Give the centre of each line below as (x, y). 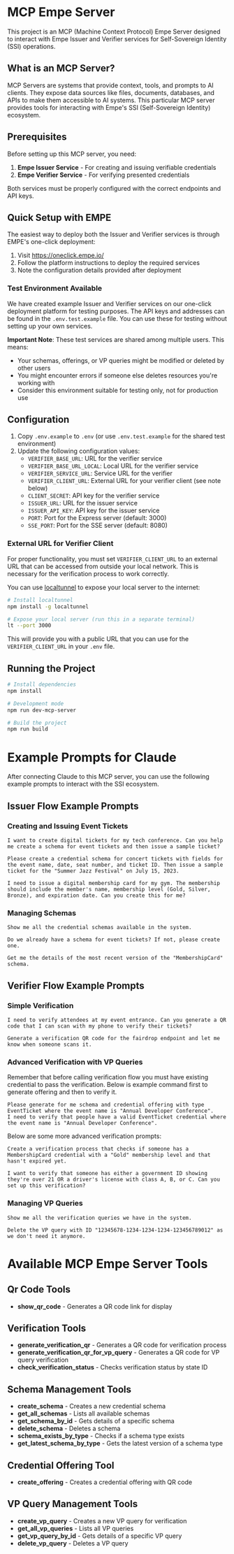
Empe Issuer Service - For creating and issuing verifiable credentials (117, 167)
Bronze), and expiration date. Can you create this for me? (97, 895)
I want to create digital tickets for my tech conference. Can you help (115, 840)
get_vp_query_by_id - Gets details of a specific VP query (100, 1536)
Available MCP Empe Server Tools (108, 1264)
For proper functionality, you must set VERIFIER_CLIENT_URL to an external (112, 559)
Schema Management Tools (69, 1389)
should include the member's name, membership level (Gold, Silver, (109, 889)
